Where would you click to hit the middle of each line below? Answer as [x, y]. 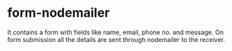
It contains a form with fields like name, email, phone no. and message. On [116, 32]
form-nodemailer [59, 13]
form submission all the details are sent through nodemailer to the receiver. [116, 39]
